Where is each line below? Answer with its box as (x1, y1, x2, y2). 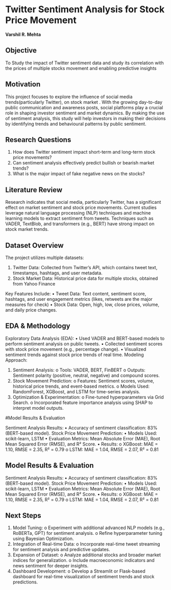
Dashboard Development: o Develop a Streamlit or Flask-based (12, 568, 145, 574)
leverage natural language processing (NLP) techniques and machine (5, 210, 151, 216)
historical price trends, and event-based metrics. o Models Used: (12, 383, 150, 389)
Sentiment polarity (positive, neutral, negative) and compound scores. (12, 372, 160, 379)
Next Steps (5, 511, 41, 520)
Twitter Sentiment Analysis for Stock (5, 4, 165, 15)
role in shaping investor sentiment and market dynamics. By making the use (5, 110, 165, 116)
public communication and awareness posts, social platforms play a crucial (5, 104, 163, 110)
